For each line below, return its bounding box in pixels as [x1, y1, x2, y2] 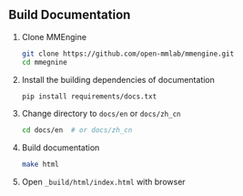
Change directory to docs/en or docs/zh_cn [21, 108, 181, 119]
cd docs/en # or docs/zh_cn [21, 126, 133, 135]
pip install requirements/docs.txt [21, 91, 157, 101]
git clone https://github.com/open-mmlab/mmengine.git [21, 49, 235, 58]
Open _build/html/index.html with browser [21, 177, 186, 188]
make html [21, 160, 60, 170]
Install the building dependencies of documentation [21, 74, 216, 85]
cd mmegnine [21, 57, 67, 67]
